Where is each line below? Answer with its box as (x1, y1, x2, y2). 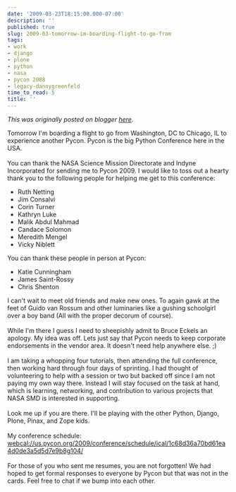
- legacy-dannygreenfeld (7, 83, 80, 90)
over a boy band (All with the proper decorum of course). (7, 312, 173, 320)
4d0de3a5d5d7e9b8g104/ (7, 447, 83, 455)
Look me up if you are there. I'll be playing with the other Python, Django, (7, 409, 220, 417)
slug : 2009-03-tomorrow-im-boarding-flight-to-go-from (7, 30, 172, 37)
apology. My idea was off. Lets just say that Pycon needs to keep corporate (7, 334, 226, 342)
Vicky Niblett (17, 240, 55, 248)
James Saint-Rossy (17, 275, 74, 283)
